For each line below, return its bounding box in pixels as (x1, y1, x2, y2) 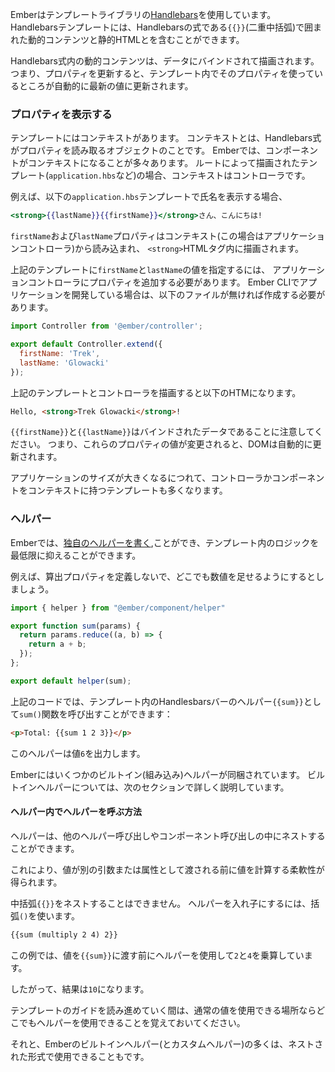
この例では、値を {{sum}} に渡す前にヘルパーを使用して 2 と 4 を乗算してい (10, 949, 305, 961)
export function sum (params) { (10, 621, 141, 631)
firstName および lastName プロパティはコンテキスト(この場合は (10, 230, 265, 242)
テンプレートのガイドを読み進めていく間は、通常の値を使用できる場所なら (10, 1004, 317, 1016)
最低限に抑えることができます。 (10, 549, 142, 561)
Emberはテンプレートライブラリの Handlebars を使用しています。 (10, 9, 277, 20)
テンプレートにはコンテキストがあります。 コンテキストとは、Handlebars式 (10, 132, 322, 144)
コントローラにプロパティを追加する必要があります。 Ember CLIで (27, 276, 300, 288)
